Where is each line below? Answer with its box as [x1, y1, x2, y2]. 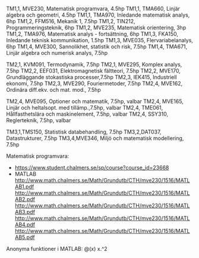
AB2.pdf [14, 196, 36, 203]
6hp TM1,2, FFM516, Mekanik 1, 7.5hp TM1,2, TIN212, [6, 18, 135, 24]
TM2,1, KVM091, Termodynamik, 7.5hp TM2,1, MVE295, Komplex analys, [6, 61, 182, 68]
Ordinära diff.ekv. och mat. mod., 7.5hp [6, 86, 101, 93]
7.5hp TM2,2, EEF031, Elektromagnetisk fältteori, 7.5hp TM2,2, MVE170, [6, 67, 181, 74]
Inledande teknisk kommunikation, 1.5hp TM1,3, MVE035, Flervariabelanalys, [6, 37, 193, 43]
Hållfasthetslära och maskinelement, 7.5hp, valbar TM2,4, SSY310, [6, 110, 168, 117]
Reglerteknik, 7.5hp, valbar [6, 117, 71, 124]
